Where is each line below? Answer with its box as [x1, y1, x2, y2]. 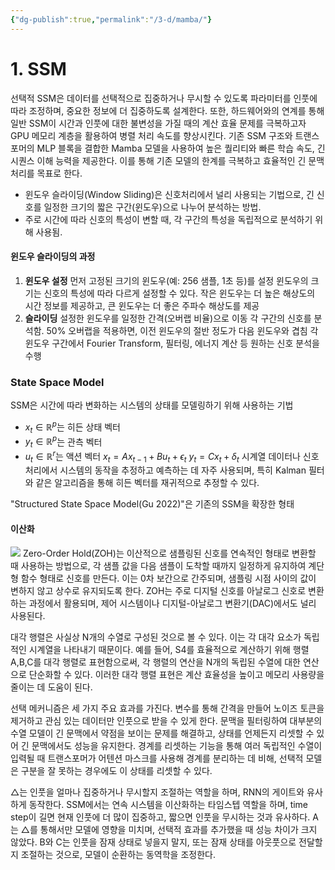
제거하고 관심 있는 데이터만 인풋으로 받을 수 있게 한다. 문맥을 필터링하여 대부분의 [10, 714, 323, 726]
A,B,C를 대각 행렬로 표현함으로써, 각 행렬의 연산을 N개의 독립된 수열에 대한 [10, 656, 301, 668]
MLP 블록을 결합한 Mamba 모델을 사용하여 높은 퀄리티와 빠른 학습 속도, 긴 [36, 142, 326, 154]
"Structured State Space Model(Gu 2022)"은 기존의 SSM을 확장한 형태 [10, 498, 295, 510]
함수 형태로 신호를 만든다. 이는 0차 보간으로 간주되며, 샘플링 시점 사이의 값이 [20, 572, 317, 584]
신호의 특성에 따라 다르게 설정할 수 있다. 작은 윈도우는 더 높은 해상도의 [43, 287, 316, 299]
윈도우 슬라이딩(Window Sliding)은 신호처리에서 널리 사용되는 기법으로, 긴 [24, 188, 315, 200]
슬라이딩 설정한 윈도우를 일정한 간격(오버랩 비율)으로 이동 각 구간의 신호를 [24, 312, 312, 324]
